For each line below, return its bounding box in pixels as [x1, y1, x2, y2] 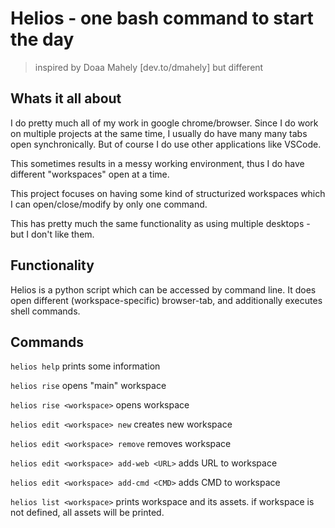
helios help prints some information [10, 360, 161, 372]
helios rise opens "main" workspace [10, 380, 167, 392]
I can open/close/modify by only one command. [10, 198, 208, 210]
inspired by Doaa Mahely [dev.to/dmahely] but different [34, 61, 264, 73]
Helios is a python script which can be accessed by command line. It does [10, 283, 317, 296]
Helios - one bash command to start [10, 7, 314, 30]
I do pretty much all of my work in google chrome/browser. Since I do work [10, 117, 319, 129]
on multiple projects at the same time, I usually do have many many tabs [10, 127, 308, 139]
